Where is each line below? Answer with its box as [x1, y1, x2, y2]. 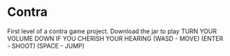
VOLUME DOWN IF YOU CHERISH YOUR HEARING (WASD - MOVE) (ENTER [7, 34, 224, 42]
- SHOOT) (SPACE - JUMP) [7, 41, 85, 50]
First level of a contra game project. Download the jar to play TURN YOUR [7, 27, 217, 35]
